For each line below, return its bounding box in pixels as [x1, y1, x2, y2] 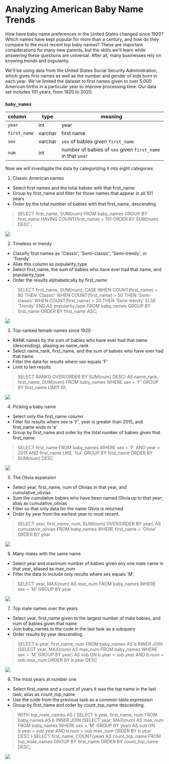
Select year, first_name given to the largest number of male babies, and [12, 615, 161, 621]
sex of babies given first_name [61, 138, 134, 145]
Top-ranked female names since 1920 [12, 327, 91, 333]
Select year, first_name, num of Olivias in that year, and [12, 484, 127, 491]
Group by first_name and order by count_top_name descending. [12, 702, 145, 708]
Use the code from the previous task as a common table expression [12, 697, 153, 703]
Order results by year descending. [12, 631, 84, 638]
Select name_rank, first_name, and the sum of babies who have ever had [12, 348, 163, 354]
